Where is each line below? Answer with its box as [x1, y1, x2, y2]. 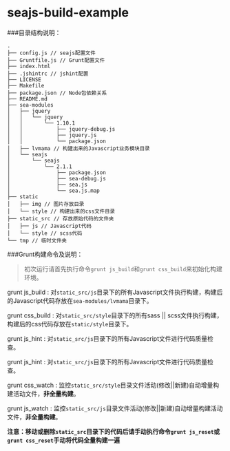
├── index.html [7, 63, 51, 70]
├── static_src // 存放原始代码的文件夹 [7, 215, 114, 222]
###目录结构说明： [7, 28, 61, 36]
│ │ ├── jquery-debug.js [7, 125, 116, 132]
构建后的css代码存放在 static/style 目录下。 [7, 319, 133, 328]
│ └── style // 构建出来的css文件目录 [7, 208, 116, 215]
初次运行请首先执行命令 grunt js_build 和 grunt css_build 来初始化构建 [23, 264, 222, 273]
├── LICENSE [7, 76, 41, 83]
